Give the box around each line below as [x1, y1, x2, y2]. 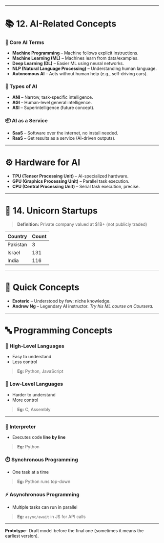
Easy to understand [12, 354, 52, 360]
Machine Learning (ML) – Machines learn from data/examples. [12, 55, 139, 61]
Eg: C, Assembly [17, 406, 51, 412]
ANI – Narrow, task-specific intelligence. [12, 94, 94, 100]
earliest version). [5, 533, 39, 539]
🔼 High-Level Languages [5, 343, 64, 349]
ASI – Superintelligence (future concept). [12, 105, 95, 110]
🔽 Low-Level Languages [5, 381, 63, 388]
